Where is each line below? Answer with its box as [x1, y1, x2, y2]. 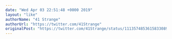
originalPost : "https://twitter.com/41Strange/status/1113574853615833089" [5, 26, 170, 31]
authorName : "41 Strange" [5, 17, 60, 22]
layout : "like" [5, 12, 38, 17]
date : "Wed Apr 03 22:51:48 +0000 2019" [5, 7, 93, 13]
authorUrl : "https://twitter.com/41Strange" [5, 21, 102, 27]
